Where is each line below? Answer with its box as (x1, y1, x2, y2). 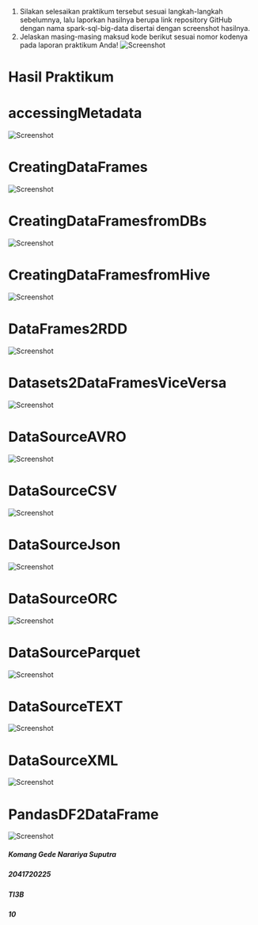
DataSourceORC (8, 589, 118, 607)
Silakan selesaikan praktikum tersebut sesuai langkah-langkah (19, 7, 223, 16)
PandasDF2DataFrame (8, 805, 159, 823)
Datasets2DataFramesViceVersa (8, 374, 227, 392)
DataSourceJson (8, 535, 121, 554)
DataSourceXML (8, 752, 119, 769)
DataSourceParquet (8, 643, 141, 661)
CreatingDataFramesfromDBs (8, 212, 207, 230)
